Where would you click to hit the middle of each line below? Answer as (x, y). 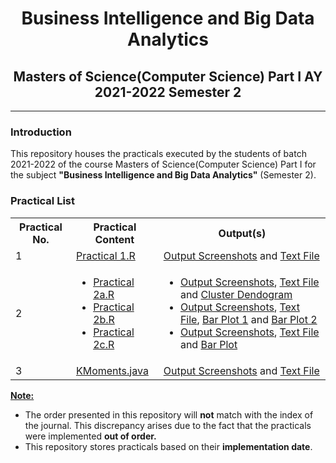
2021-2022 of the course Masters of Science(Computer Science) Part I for (163, 164)
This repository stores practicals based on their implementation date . (168, 446)
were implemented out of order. (90, 436)
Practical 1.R (105, 255)
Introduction (41, 132)
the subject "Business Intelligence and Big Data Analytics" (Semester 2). (163, 175)
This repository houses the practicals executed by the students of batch (158, 154)
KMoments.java (112, 370)
